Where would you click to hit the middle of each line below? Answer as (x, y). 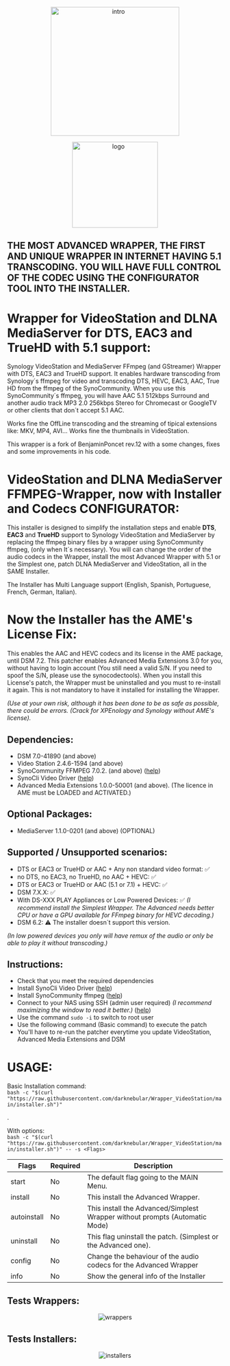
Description (153, 1166)
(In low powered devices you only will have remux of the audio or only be (110, 936)
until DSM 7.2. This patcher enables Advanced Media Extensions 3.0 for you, (115, 661)
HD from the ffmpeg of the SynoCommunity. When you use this (97, 388)
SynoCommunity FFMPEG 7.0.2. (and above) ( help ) (89, 771)
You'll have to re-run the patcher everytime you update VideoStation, (114, 1032)
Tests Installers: (42, 1339)
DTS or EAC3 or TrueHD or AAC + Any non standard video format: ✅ (113, 869)
